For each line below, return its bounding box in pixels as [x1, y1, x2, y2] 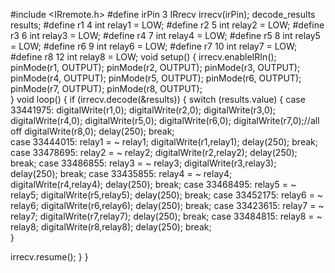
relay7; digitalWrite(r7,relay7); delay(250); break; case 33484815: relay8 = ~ [10, 210, 323, 222]
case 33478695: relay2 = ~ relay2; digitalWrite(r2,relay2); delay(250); [10, 147, 298, 158]
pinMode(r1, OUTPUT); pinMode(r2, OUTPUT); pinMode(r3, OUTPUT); [10, 62, 301, 73]
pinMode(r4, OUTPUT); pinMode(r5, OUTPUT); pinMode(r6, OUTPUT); [10, 72, 302, 84]
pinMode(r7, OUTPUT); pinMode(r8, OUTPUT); [10, 83, 203, 94]
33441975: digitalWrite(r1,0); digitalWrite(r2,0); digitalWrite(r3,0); [10, 104, 277, 116]
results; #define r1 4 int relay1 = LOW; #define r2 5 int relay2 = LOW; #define [10, 19, 325, 31]
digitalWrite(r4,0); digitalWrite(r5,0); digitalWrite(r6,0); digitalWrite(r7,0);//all [10, 115, 320, 126]
